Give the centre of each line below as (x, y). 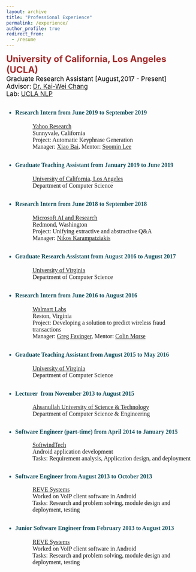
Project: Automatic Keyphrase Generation (83, 140)
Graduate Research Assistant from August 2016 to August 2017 (95, 257)
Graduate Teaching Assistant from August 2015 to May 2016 (92, 355)
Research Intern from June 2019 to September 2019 (81, 113)
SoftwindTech (49, 445)
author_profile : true (33, 28)
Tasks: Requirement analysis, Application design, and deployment (111, 459)
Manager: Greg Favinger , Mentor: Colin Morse (89, 336)
